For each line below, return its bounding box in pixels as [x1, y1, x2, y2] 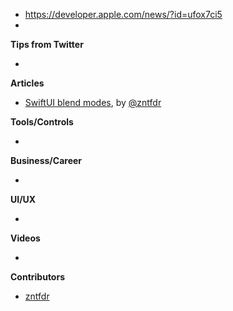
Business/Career [10, 155, 83, 166]
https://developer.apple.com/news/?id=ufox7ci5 [24, 9, 223, 20]
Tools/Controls [10, 116, 74, 128]
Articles [10, 77, 45, 89]
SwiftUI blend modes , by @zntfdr [24, 97, 162, 108]
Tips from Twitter [10, 39, 84, 50]
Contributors [10, 271, 66, 283]
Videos [10, 232, 41, 244]
